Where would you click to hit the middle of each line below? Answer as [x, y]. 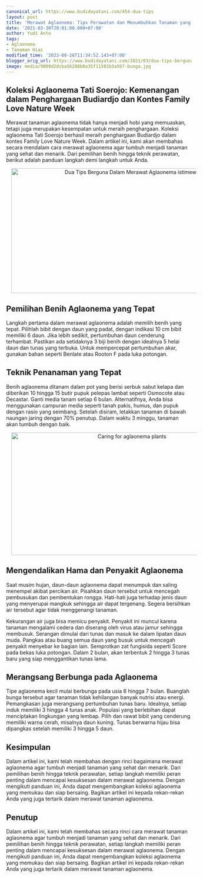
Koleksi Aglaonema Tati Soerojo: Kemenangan [93, 90]
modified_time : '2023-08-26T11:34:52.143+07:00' [67, 55]
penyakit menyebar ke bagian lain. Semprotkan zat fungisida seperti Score [96, 646]
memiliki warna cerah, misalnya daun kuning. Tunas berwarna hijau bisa [93, 722]
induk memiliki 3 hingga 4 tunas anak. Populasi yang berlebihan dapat [91, 710]
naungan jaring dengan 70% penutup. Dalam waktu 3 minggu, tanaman [92, 418]
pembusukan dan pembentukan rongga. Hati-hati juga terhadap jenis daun [96, 597]
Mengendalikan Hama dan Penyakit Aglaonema [95, 571]
